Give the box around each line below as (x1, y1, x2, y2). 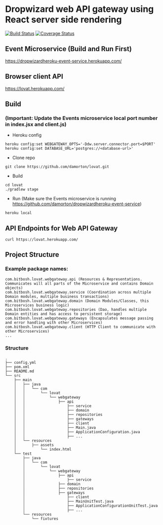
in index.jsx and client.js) (5, 120, 67, 127)
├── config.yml (5, 360, 37, 365)
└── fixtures (31, 517, 58, 522)
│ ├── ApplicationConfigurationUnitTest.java (23, 503, 158, 509)
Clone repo (12, 155, 36, 161)
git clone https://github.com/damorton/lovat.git (5, 165, 110, 170)
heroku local (5, 211, 32, 216)
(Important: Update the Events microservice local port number (5, 115, 158, 121)
